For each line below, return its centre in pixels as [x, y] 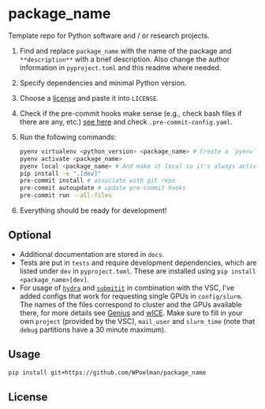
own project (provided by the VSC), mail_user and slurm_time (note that [137, 321]
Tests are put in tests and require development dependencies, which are [138, 262]
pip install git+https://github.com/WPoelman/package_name [107, 372]
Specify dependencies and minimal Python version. [103, 83]
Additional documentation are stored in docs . [92, 254]
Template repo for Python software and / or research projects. [109, 35]
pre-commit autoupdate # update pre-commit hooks [103, 188]
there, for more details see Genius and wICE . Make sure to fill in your [131, 313]
